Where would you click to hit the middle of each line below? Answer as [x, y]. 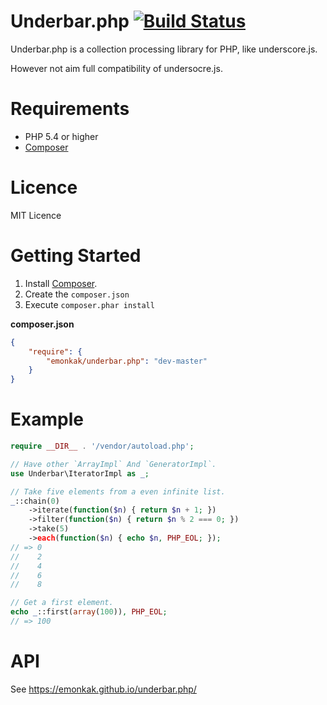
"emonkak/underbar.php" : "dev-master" [127, 361]
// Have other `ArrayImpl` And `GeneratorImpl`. [113, 464]
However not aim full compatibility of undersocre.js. [116, 68]
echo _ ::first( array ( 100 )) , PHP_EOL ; [89, 612]
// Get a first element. [62, 603]
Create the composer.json [77, 294]
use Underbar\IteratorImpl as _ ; [80, 473]
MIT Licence [36, 215]
